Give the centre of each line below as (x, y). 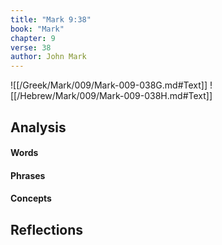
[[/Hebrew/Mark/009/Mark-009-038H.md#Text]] (111, 96)
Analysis (38, 127)
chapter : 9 (33, 38)
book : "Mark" (37, 29)
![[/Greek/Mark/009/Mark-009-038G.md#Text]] (109, 85)
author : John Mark (48, 57)
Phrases (28, 175)
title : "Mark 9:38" (51, 19)
